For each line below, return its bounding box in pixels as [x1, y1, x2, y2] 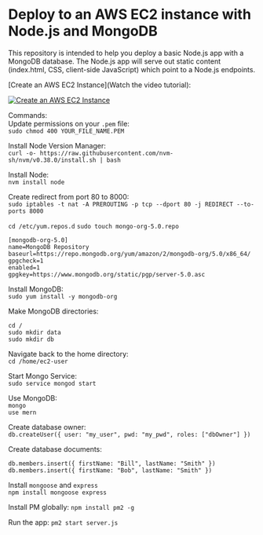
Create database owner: [8, 422, 86, 431]
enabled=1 [8, 263, 41, 272]
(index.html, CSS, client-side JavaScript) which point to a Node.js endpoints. [8, 64, 256, 74]
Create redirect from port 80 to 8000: [8, 192, 130, 201]
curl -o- [8, 149, 37, 157]
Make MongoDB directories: [8, 306, 99, 316]
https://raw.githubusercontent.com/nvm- [39, 149, 174, 157]
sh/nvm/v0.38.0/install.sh [8, 156, 97, 164]
